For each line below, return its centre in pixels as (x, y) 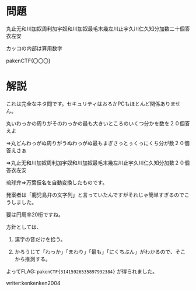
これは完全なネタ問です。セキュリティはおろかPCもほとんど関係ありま (91, 104)
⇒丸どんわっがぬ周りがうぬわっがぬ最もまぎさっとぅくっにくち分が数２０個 (98, 143)
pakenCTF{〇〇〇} (28, 61)
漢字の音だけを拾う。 (40, 239)
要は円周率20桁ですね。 (35, 214)
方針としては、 (24, 227)
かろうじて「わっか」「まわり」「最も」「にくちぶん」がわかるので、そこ (100, 251)
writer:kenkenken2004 (33, 283)
